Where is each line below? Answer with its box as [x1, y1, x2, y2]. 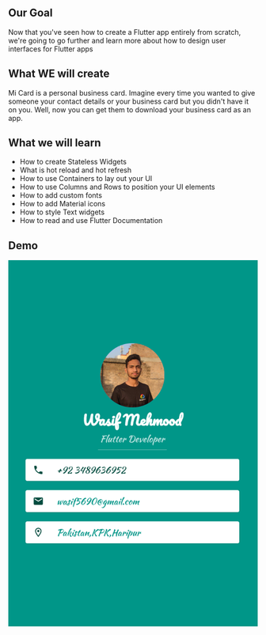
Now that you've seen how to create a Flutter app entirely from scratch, [8, 27, 241, 36]
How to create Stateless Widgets [19, 157, 127, 167]
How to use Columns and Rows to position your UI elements [19, 182, 215, 192]
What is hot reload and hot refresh [19, 165, 132, 175]
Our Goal [8, 6, 53, 20]
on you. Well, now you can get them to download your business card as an [8, 104, 252, 114]
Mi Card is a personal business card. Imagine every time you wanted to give [8, 88, 256, 97]
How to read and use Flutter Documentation [19, 216, 163, 225]
